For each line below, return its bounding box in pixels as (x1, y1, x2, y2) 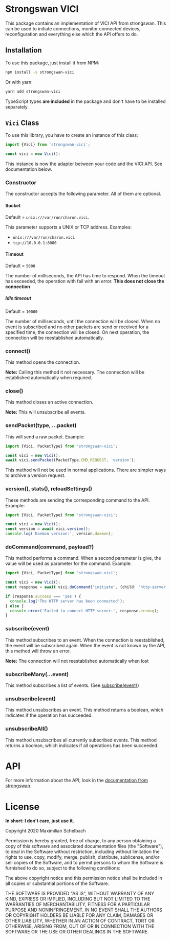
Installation (5, 46, 42, 55)
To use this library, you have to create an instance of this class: (5, 132, 138, 138)
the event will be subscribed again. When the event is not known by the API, (5, 642, 166, 648)
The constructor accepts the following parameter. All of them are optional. (5, 191, 161, 197)
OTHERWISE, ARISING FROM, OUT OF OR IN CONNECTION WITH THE (5, 923, 155, 929)
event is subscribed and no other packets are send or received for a (5, 324, 148, 330)
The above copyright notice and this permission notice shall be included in (5, 875, 162, 881)
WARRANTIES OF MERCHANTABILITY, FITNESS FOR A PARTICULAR (5, 901, 150, 908)
